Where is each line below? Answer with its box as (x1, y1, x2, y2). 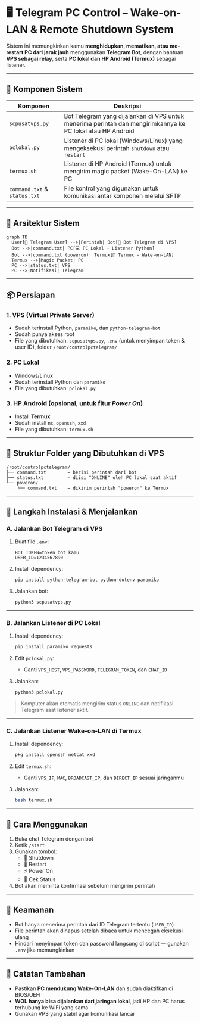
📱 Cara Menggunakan (6, 819, 88, 829)
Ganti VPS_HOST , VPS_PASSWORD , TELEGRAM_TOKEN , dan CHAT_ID (23, 666, 168, 673)
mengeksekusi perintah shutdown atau (64, 144, 170, 152)
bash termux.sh (14, 797, 53, 803)
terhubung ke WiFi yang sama (14, 1003, 89, 1011)
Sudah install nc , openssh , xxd (14, 419, 86, 426)
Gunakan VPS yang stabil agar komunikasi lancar (14, 1010, 136, 1017)
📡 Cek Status (23, 876, 56, 883)
